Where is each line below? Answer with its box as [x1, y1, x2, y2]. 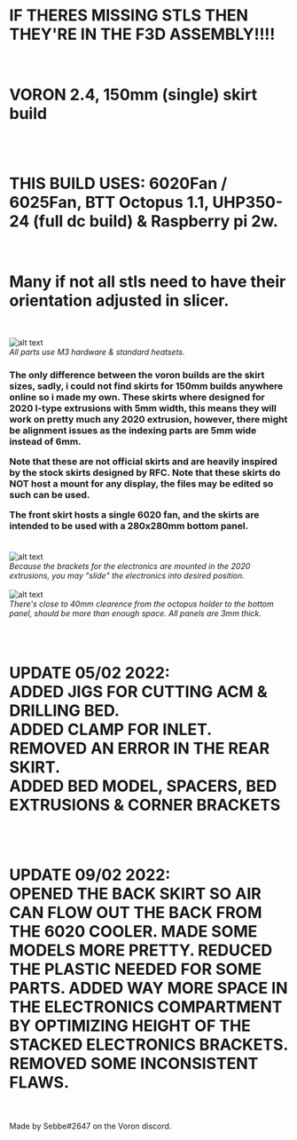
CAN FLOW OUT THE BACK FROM [9, 902, 262, 922]
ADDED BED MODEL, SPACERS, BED [9, 776, 277, 796]
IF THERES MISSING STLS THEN [9, 5, 248, 26]
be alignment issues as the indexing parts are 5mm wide [9, 424, 257, 436]
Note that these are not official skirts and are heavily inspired [9, 455, 277, 468]
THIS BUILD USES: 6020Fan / [9, 174, 228, 194]
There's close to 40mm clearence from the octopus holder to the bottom [9, 598, 275, 609]
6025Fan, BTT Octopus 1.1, [9, 193, 209, 213]
